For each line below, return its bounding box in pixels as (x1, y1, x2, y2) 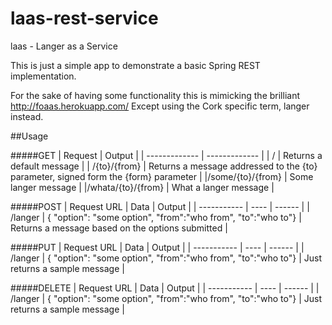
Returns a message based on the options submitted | (10, 222, 228, 234)
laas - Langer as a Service (10, 40, 118, 52)
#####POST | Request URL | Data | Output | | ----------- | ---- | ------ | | (10, 200, 310, 212)
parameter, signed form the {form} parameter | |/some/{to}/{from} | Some (10, 170, 314, 182)
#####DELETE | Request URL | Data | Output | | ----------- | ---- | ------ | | (10, 282, 320, 294)
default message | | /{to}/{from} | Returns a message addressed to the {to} (10, 160, 318, 172)
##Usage (10, 130, 49, 142)
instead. (10, 110, 44, 122)
